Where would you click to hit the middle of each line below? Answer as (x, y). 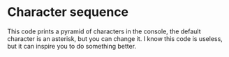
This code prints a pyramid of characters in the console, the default (104, 31)
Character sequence (68, 12)
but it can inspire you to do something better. (72, 46)
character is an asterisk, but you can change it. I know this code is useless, (115, 38)
